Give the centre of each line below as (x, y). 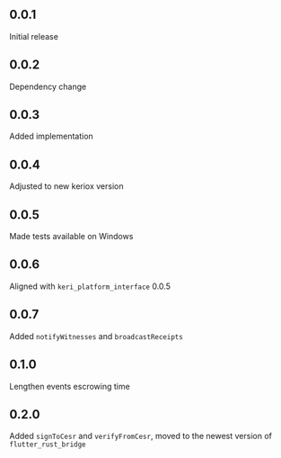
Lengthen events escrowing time (70, 386)
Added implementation (52, 136)
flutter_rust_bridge (48, 445)
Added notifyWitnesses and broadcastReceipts (97, 336)
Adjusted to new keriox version (66, 186)
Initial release (34, 36)
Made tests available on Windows (71, 237)
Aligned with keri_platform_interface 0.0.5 (90, 286)
